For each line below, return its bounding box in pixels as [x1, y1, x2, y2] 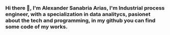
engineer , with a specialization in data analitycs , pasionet [5, 10, 151, 17]
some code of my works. [5, 23, 68, 30]
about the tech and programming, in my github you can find [5, 17, 156, 24]
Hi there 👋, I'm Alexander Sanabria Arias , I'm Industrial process [5, 4, 165, 11]
